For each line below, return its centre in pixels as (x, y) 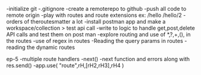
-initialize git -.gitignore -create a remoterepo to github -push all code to (96, 9)
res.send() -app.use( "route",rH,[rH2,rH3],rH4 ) (65, 65)
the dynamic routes (51, 47)
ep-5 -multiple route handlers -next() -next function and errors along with (98, 59)
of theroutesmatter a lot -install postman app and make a (95, 21)
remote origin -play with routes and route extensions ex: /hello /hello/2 (94, 15)
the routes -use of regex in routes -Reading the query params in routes (95, 41)
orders (15, 21)
